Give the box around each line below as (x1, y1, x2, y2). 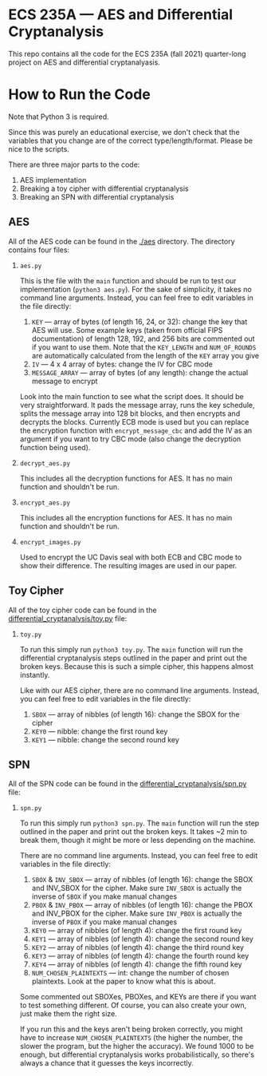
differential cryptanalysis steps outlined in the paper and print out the (19, 653, 247, 663)
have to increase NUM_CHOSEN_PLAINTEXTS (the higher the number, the (19, 1033, 243, 1042)
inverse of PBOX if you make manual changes (31, 917, 178, 927)
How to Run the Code (8, 85, 151, 104)
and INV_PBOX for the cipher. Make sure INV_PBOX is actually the (31, 908, 242, 919)
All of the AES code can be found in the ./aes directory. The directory (8, 236, 235, 246)
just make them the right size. (19, 1009, 117, 1019)
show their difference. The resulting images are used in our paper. (19, 560, 238, 570)
